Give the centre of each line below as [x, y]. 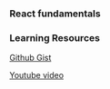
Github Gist [30, 58]
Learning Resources [55, 37]
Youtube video [37, 75]
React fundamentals [55, 14]
